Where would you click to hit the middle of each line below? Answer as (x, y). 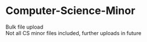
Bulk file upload (24, 27)
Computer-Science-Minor (71, 11)
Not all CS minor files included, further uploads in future (73, 33)
